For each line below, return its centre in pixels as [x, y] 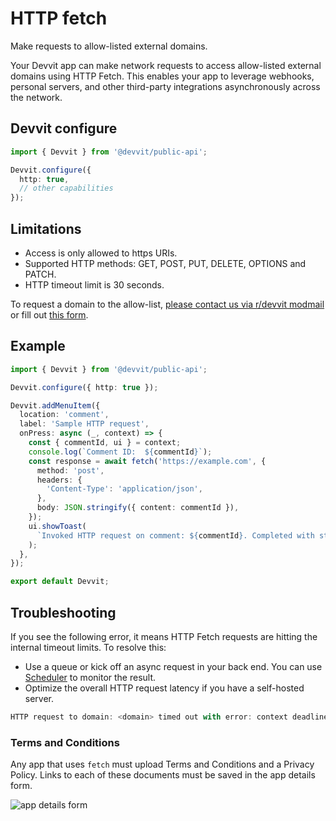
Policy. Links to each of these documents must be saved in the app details [163, 775]
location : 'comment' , [64, 415]
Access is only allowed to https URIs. [101, 253]
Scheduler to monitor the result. [90, 677]
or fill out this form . [49, 314]
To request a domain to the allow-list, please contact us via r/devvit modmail [167, 304]
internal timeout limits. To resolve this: [88, 647]
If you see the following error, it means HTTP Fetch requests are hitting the [164, 636]
